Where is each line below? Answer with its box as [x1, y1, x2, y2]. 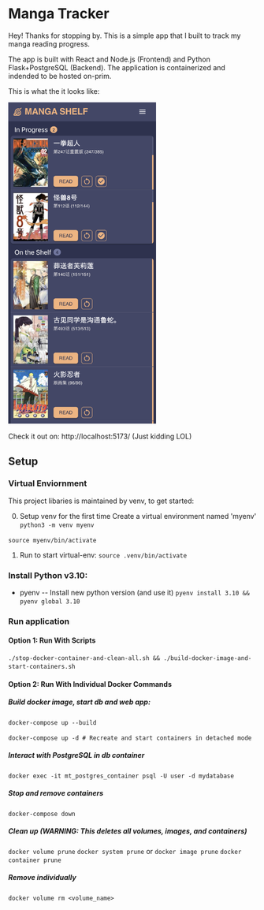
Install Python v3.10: [8, 569, 88, 580]
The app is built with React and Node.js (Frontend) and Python [8, 54, 210, 64]
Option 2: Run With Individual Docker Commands [8, 679, 172, 688]
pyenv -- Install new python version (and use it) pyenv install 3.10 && [19, 588, 250, 598]
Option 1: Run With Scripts [8, 636, 96, 645]
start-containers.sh [8, 663, 76, 671]
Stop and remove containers [8, 789, 104, 798]
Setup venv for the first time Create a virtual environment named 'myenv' [19, 511, 257, 520]
